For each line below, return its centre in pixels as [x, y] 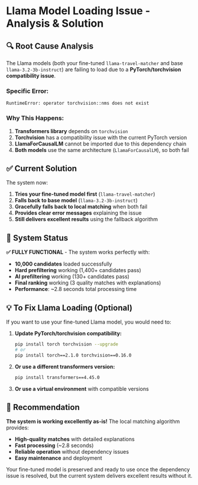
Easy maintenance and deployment [58, 458]
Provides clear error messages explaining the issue [78, 213]
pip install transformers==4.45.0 [57, 377]
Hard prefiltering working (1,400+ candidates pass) [78, 270]
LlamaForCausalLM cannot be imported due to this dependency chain [100, 144]
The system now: [27, 183]
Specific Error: [27, 91]
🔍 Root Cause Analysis [50, 46]
